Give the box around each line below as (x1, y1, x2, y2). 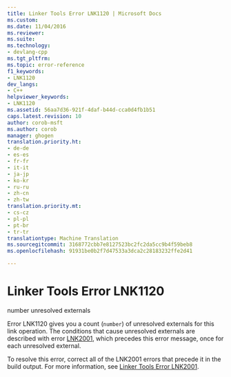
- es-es (7, 151, 30, 159)
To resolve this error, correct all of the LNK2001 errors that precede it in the (7, 355, 221, 363)
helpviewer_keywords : (7, 94, 70, 101)
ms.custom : (7, 17, 39, 23)
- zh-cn (7, 190, 30, 197)
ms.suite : (7, 36, 36, 43)
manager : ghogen (7, 132, 54, 139)
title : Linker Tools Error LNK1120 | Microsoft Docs (7, 10, 162, 17)
